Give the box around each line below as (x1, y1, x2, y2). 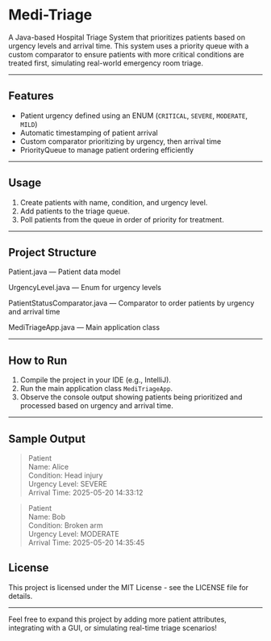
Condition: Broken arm (27, 521, 103, 530)
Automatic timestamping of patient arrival (19, 128, 159, 137)
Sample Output (8, 432, 86, 445)
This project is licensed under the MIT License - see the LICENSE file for (8, 582, 248, 592)
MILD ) (19, 119, 38, 129)
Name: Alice (27, 462, 69, 471)
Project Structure (8, 245, 97, 259)
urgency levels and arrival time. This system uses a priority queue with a (8, 40, 249, 50)
